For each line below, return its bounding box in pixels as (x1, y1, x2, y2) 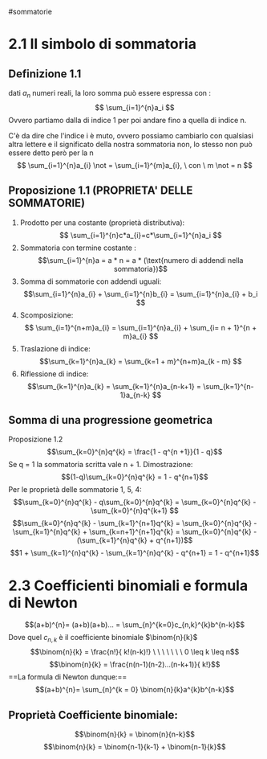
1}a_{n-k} (119, 390, 151, 400)
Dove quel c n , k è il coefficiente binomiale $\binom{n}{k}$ (8, 633, 198, 644)
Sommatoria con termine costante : (19, 243, 136, 252)
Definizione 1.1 (8, 67, 82, 80)
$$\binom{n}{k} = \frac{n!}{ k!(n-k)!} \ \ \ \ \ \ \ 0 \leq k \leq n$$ (30, 647, 240, 657)
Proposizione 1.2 (8, 434, 63, 445)
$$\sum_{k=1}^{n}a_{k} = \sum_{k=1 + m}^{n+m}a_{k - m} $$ (39, 356, 242, 366)
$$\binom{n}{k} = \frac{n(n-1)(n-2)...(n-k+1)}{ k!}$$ (49, 659, 220, 670)
